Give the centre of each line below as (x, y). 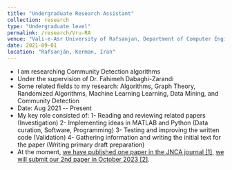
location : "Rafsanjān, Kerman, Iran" (61, 52)
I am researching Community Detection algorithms (89, 71)
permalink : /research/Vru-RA (49, 33)
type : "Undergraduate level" (49, 26)
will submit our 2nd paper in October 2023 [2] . (83, 159)
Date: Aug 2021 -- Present (54, 108)
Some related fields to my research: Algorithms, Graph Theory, (106, 86)
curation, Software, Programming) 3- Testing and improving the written (118, 130)
